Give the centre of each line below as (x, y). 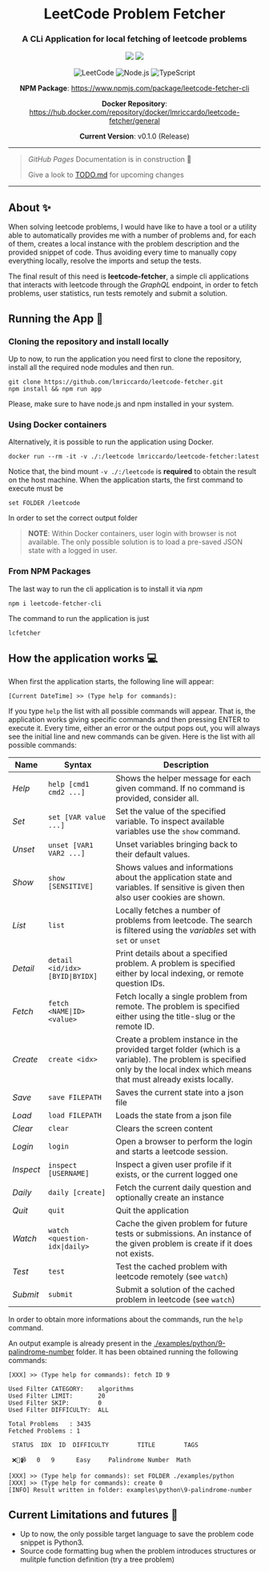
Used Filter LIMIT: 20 (57, 1396)
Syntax (78, 765)
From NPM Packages (50, 571)
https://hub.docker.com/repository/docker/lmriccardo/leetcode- (134, 112)
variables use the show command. (178, 832)
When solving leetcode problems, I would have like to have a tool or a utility (132, 227)
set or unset (138, 940)
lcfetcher (25, 633)
